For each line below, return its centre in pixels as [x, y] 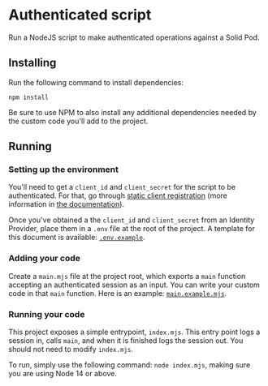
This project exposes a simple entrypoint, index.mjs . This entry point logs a [134, 332]
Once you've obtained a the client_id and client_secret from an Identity [132, 220]
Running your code [47, 314]
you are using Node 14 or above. [63, 374]
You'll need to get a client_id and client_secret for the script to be [122, 187]
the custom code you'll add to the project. [78, 121]
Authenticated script [80, 15]
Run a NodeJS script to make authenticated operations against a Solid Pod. [134, 37]
